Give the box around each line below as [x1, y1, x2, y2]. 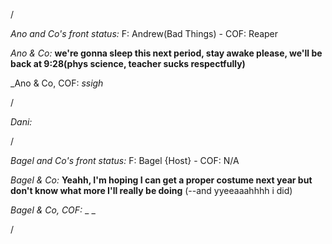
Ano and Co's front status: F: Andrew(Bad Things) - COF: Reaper [10, 28, 279, 39]
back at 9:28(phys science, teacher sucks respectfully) [10, 58, 246, 69]
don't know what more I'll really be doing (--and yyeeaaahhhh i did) [10, 185, 293, 196]
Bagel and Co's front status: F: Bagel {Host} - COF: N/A [10, 155, 240, 166]
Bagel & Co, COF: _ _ [10, 204, 96, 216]
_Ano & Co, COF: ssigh [10, 77, 104, 89]
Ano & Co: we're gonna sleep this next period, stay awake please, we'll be [10, 47, 323, 59]
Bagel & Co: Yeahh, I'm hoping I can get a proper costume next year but [10, 174, 313, 186]
